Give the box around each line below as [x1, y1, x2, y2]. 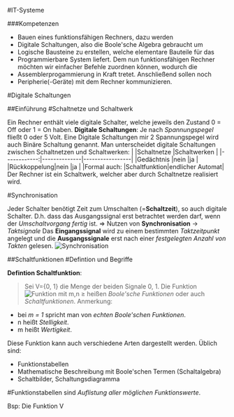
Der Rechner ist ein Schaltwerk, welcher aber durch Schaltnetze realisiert [7, 170, 219, 178]
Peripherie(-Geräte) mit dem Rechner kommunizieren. [17, 78, 173, 86]
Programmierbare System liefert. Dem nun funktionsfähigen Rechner [17, 55, 215, 64]
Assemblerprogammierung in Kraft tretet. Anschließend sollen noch [17, 70, 212, 78]
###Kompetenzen [7, 20, 59, 27]
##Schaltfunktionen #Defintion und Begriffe [7, 255, 133, 263]
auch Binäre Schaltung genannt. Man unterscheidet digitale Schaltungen [7, 140, 216, 149]
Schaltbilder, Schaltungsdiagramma [17, 375, 120, 383]
